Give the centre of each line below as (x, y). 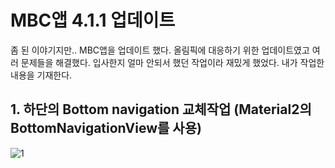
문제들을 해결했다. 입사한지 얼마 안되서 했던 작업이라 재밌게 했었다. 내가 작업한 (172, 62)
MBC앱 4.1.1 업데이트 (93, 20)
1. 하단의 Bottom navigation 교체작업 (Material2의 (161, 109)
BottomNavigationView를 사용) (106, 128)
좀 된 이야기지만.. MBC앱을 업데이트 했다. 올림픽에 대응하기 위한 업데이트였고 (160, 50)
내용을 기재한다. (41, 75)
